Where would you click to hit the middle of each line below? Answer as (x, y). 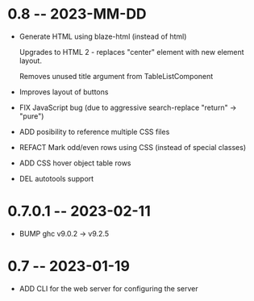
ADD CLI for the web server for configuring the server (108, 288)
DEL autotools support (56, 178)
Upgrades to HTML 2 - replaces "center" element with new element (131, 52)
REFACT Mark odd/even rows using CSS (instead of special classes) (133, 147)
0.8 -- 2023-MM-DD (77, 14)
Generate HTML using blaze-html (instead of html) (103, 36)
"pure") (31, 116)
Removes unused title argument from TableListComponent (116, 76)
